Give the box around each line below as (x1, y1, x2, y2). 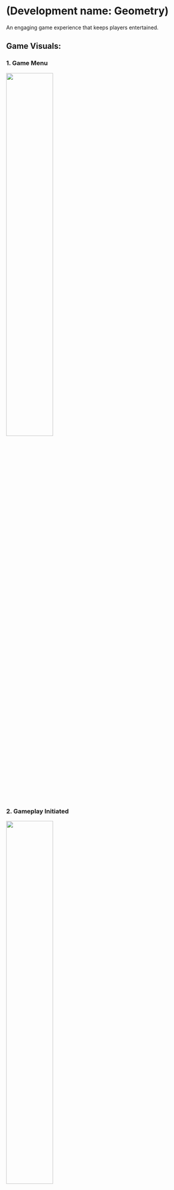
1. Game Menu (6, 59, 48, 67)
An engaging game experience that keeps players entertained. (6, 24, 159, 31)
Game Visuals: (6, 41, 61, 51)
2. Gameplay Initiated (6, 807, 69, 815)
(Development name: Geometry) (6, 4, 169, 18)
